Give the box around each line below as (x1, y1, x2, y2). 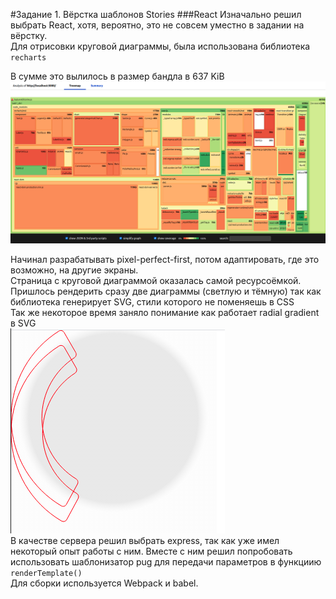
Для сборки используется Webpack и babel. (10, 577, 199, 589)
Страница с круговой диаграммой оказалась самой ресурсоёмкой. (10, 275, 302, 287)
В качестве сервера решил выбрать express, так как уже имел (10, 535, 280, 547)
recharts (10, 53, 47, 63)
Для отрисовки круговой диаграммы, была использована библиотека (10, 40, 311, 52)
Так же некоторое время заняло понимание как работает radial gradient (10, 307, 320, 319)
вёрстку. (10, 30, 48, 41)
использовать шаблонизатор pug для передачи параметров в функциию (10, 556, 322, 568)
